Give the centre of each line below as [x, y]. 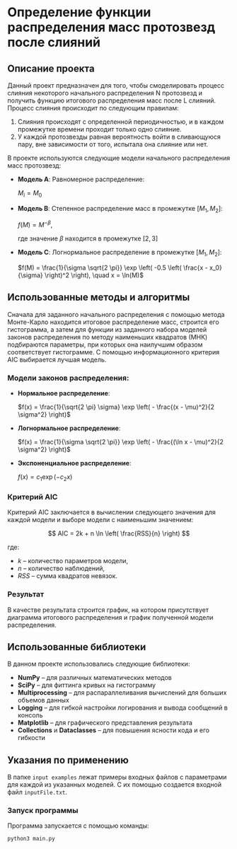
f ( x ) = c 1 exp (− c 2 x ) [45, 478]
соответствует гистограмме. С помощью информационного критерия [114, 352]
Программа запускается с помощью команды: [79, 826]
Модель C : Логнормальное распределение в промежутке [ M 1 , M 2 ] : [120, 253]
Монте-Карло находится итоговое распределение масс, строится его [113, 322]
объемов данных [43, 700]
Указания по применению [68, 760]
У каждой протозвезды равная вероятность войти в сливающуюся [119, 137]
